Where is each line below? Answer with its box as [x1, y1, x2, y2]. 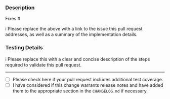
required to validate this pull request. [5, 61, 82, 68]
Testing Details [5, 44, 43, 51]
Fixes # [5, 16, 21, 22]
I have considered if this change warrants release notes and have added [12, 82, 163, 88]
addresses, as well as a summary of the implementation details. [5, 31, 138, 38]
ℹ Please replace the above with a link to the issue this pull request [5, 26, 143, 32]
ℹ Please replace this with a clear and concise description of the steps [5, 56, 150, 62]
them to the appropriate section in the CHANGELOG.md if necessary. [12, 88, 148, 94]
